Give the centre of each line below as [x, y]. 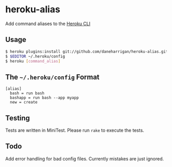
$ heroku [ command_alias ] [33, 61]
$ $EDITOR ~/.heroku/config [35, 56]
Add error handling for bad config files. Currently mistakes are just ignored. [85, 159]
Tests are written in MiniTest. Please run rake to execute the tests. [75, 130]
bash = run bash [27, 93]
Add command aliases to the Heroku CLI [48, 24]
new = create [24, 102]
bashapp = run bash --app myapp [45, 98]
